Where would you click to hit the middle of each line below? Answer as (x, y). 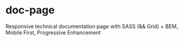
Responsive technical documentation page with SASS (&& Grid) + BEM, (92, 26)
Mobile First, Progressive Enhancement (53, 32)
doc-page (30, 10)
